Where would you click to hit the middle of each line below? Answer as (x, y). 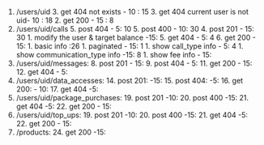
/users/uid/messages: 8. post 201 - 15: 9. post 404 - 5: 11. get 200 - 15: (134, 63)
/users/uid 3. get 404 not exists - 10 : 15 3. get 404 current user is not (132, 12)
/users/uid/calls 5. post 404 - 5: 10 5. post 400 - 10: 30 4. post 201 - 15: (135, 29)
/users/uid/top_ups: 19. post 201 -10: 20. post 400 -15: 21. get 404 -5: (132, 115)
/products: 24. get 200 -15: (61, 132)
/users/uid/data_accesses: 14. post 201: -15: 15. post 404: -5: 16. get (130, 81)
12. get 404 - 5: (42, 72)
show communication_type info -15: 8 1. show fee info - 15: (114, 55)
